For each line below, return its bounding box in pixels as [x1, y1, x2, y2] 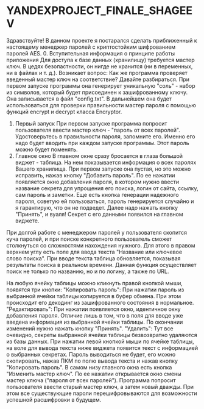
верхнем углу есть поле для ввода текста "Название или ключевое [6, 248, 183, 255]
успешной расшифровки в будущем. [6, 396, 102, 403]
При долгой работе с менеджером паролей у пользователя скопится [6, 229, 188, 236]
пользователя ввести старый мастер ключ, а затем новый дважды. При [6, 383, 194, 390]
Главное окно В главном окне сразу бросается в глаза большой [15, 152, 183, 159]
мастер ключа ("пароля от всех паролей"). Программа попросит [6, 376, 176, 384]
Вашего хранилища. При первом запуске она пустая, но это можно [15, 165, 191, 172]
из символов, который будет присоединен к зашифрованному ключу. [6, 88, 188, 96]
